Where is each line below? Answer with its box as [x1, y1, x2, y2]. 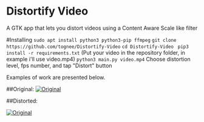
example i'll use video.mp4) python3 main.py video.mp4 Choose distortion [6, 55, 191, 63]
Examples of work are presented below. [6, 73, 106, 81]
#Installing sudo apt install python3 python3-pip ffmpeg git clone [6, 36, 177, 43]
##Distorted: [6, 97, 38, 104]
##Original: [6, 85, 35, 92]
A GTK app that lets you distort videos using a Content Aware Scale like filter [6, 24, 198, 32]
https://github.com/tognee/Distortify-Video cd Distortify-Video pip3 [6, 44, 189, 50]
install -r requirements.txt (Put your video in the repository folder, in [6, 49, 185, 56]
